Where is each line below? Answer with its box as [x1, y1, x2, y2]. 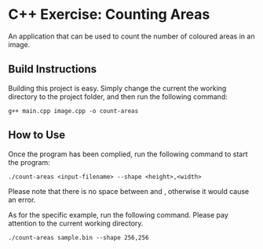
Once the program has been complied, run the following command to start [8, 149, 248, 159]
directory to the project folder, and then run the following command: [8, 92, 228, 101]
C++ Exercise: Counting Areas [8, 5, 210, 24]
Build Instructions [8, 63, 97, 76]
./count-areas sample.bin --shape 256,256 [8, 233, 149, 241]
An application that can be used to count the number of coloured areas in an [8, 31, 255, 41]
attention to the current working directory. [8, 218, 144, 228]
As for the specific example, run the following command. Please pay [8, 210, 229, 219]
